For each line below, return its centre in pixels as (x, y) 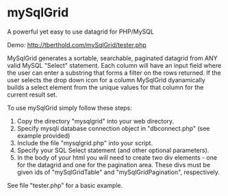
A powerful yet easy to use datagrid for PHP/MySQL (80, 32)
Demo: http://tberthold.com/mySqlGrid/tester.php (77, 45)
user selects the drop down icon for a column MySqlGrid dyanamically (106, 79)
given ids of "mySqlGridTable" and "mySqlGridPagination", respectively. (118, 172)
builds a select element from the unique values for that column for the (105, 87)
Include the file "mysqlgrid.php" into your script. (85, 143)
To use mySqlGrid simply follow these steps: (69, 108)
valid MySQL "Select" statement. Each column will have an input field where (114, 65)
